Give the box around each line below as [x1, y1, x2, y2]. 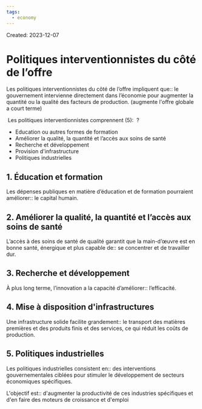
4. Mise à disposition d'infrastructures [6, 302, 155, 312]
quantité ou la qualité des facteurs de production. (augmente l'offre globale [6, 98, 194, 106]
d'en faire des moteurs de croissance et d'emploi [6, 396, 129, 403]
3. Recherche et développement [6, 268, 130, 278]
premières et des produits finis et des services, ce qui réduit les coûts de [6, 325, 189, 332]
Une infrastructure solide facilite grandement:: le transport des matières [6, 318, 186, 325]
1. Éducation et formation [6, 171, 103, 182]
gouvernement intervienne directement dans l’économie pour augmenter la [6, 92, 194, 99]
